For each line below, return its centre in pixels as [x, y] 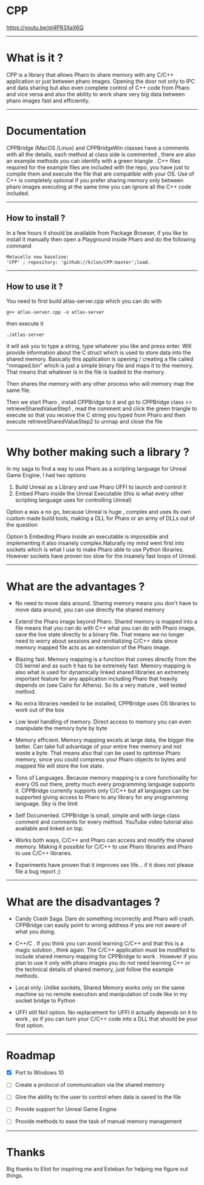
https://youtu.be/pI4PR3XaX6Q [45, 27]
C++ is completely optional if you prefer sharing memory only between [95, 180]
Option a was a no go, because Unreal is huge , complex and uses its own [99, 512]
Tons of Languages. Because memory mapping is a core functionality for [106, 778]
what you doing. [35, 932]
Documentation [46, 131]
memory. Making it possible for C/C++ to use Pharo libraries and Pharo [104, 847]
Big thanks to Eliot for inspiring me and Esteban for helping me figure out [97, 1169]
